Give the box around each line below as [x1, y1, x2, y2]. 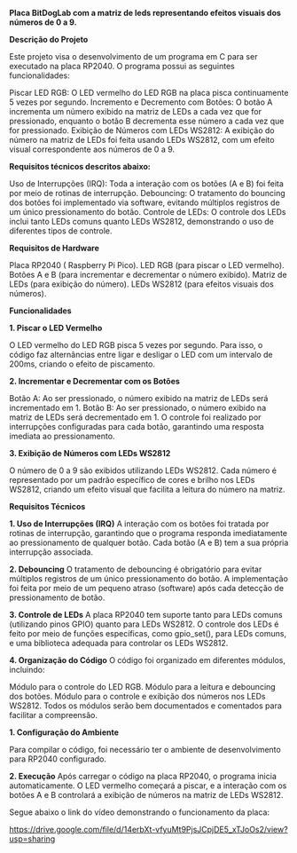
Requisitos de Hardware [9, 243, 100, 253]
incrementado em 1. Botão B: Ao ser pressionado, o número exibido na [9, 403, 267, 413]
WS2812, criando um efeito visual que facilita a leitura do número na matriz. [9, 484, 285, 494]
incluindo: [9, 665, 45, 675]
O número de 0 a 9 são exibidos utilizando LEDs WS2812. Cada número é [9, 465, 277, 476]
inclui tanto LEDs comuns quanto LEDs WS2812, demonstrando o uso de [9, 217, 275, 226]
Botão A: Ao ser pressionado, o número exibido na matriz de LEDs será [9, 393, 269, 403]
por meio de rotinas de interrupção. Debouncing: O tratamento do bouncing [9, 188, 285, 198]
